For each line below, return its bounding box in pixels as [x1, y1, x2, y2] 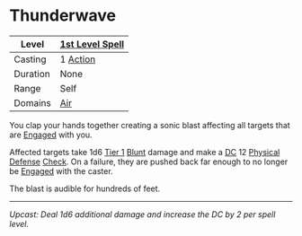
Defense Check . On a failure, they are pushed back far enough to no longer [9, 156, 289, 167]
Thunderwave [9, 5, 117, 26]
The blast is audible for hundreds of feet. [9, 183, 161, 194]
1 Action [59, 53, 96, 66]
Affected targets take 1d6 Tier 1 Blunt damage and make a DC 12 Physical [9, 146, 280, 157]
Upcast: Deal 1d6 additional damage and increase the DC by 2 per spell [9, 208, 276, 220]
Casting [13, 53, 47, 66]
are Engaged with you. [9, 129, 93, 140]
